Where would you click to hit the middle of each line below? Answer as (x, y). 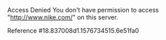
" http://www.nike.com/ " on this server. (63, 17)
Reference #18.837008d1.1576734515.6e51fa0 (73, 31)
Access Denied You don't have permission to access (83, 10)
